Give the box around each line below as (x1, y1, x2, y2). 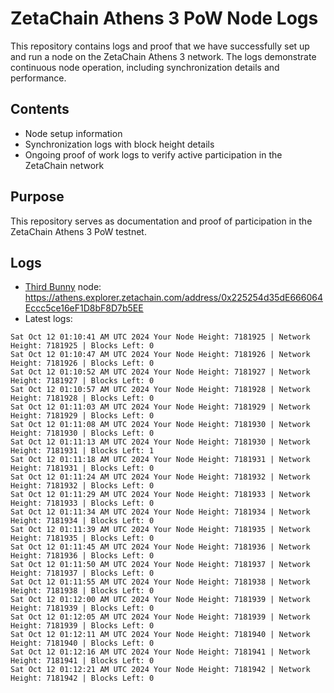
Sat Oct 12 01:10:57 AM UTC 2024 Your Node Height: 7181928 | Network (10, 385, 311, 395)
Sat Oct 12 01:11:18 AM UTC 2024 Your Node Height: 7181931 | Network (10, 455, 311, 465)
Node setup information (24, 127, 123, 139)
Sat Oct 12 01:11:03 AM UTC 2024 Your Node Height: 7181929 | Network (10, 402, 311, 412)
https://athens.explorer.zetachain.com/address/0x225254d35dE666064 (24, 292, 323, 304)
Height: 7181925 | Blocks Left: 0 (10, 341, 155, 351)
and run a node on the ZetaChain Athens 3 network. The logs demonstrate (10, 50, 317, 62)
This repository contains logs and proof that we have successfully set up (10, 40, 310, 52)
